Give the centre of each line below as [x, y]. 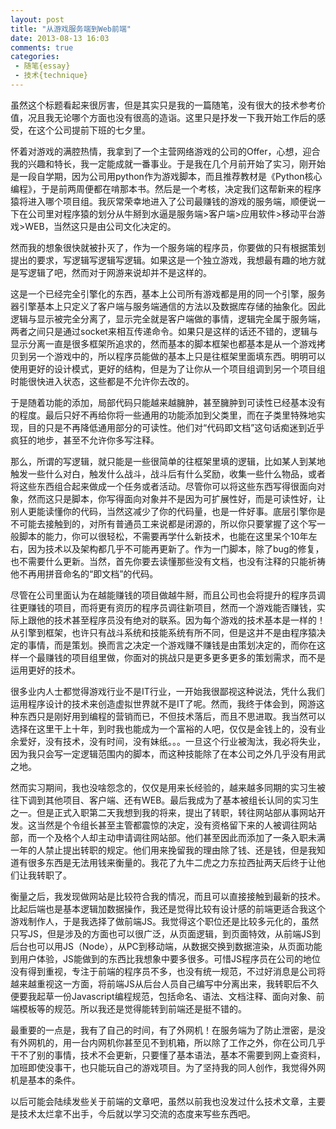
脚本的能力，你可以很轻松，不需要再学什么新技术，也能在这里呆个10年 [163, 536]
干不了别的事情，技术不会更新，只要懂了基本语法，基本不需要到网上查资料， [168, 1055]
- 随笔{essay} [42, 66]
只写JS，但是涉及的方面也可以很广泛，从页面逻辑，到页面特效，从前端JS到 [165, 933]
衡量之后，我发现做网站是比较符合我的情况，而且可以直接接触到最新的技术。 [168, 896]
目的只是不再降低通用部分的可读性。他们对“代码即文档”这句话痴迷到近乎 [176, 427]
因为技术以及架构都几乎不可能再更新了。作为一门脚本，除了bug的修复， [176, 548]
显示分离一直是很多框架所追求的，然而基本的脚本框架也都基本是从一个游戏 [163, 343]
